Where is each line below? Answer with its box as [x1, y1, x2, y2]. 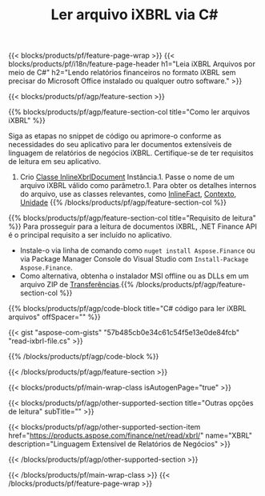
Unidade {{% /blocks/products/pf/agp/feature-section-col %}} [19, 198, 227, 207]
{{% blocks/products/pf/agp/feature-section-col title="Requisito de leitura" [8, 214, 256, 223]
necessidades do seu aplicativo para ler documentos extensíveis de [8, 140, 232, 150]
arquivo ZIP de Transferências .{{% [19, 280, 135, 290]
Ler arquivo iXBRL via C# [50, 6, 219, 24]
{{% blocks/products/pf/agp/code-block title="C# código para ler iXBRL [8, 304, 247, 314]
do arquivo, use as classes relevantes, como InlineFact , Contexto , [19, 190, 237, 199]
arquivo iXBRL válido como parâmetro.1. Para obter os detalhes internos [19, 181, 257, 190]
